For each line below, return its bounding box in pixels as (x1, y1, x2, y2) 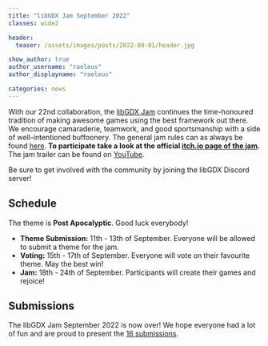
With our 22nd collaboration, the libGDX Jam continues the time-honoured (8, 107, 254, 116)
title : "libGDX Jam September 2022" (8, 11, 130, 20)
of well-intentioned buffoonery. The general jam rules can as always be (8, 132, 243, 142)
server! (8, 173, 32, 183)
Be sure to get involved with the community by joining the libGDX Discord (8, 165, 250, 175)
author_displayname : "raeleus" (8, 70, 113, 78)
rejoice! (19, 276, 46, 285)
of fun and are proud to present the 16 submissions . (8, 329, 178, 339)
